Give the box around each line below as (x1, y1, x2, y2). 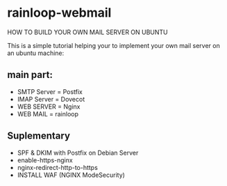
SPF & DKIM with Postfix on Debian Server (17, 148, 139, 157)
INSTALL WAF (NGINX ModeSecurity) (17, 171, 125, 179)
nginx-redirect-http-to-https (17, 163, 99, 171)
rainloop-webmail (7, 5, 112, 21)
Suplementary (7, 130, 71, 142)
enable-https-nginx (17, 155, 73, 164)
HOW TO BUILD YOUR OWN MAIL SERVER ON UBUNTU (7, 28, 168, 36)
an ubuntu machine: (7, 49, 65, 57)
